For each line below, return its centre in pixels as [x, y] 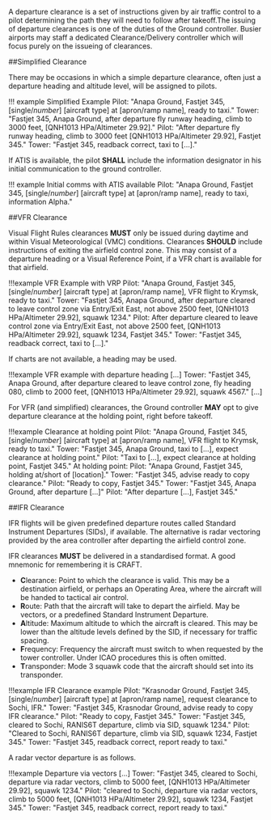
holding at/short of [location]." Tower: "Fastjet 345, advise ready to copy [129, 475]
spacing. [35, 640]
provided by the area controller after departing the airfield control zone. [127, 540]
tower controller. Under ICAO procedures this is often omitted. [123, 657]
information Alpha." [40, 202]
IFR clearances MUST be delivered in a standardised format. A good [122, 556]
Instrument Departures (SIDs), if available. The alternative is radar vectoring [134, 532]
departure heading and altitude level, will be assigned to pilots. [113, 86]
